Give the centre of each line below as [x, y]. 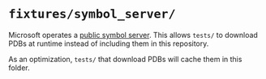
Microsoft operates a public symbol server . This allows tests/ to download [133, 35]
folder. [19, 68]
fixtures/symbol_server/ [92, 14]
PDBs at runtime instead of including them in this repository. [109, 44]
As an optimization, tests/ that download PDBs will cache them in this [125, 59]
